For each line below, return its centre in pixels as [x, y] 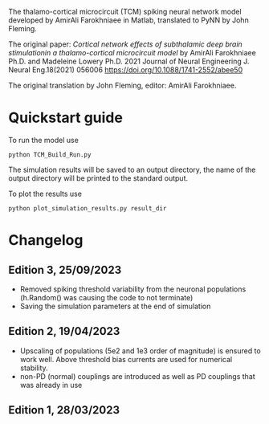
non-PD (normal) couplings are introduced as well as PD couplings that [137, 376]
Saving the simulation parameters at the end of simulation [115, 306]
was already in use [51, 385]
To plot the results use [45, 194]
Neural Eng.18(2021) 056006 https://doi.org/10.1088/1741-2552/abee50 [126, 70]
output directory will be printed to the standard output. [98, 178]
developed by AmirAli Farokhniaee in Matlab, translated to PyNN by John [128, 20]
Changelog [46, 241]
